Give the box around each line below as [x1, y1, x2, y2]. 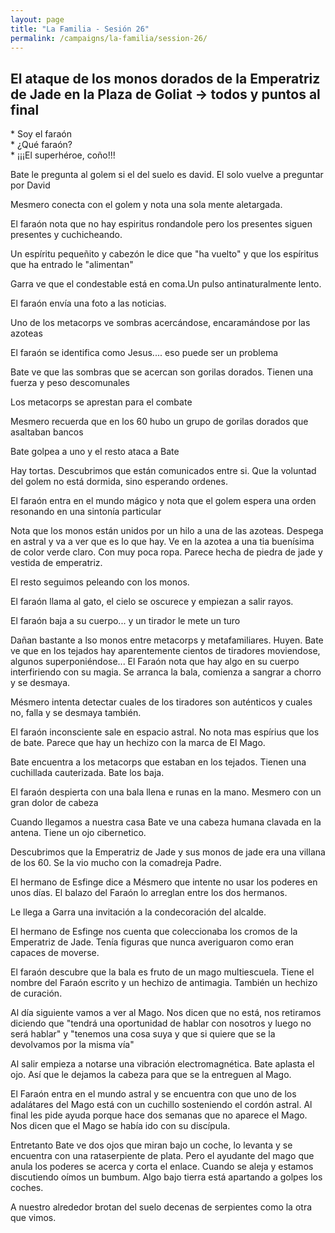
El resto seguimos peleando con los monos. [10, 576, 190, 588]
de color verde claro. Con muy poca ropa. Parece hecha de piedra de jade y [10, 546, 323, 558]
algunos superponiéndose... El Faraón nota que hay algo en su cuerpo [10, 656, 300, 668]
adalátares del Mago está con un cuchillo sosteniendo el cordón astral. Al [10, 1099, 313, 1111]
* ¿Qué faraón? [10, 139, 73, 151]
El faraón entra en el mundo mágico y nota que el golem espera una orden [10, 495, 317, 507]
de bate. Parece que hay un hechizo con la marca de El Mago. [10, 737, 266, 749]
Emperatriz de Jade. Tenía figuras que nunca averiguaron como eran [10, 936, 295, 948]
